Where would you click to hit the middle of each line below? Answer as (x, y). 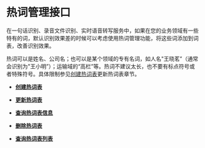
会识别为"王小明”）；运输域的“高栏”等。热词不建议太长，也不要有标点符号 (98, 66)
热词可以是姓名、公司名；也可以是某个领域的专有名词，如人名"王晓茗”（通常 (102, 58)
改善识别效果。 (36, 46)
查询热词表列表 (34, 138)
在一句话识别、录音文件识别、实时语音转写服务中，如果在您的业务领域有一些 (103, 30)
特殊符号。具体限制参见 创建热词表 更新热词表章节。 (76, 74)
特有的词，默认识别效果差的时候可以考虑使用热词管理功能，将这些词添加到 (100, 38)
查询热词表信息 (34, 113)
